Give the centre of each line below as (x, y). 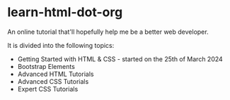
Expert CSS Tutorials (48, 89)
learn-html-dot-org (65, 12)
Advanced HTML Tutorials (56, 74)
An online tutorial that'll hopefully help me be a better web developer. (108, 32)
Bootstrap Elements (46, 66)
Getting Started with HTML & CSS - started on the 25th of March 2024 (120, 59)
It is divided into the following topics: (61, 45)
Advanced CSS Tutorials (53, 81)
